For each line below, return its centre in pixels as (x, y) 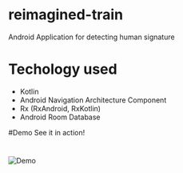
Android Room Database (60, 117)
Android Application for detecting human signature (91, 37)
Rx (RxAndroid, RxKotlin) (60, 108)
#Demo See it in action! (47, 132)
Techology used (63, 69)
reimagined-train (66, 15)
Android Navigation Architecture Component (93, 100)
